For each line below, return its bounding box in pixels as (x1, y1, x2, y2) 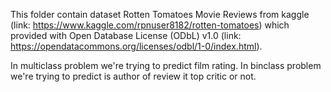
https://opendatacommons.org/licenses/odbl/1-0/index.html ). (10, 40, 263, 52)
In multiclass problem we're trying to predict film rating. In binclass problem (10, 60, 322, 71)
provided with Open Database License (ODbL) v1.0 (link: (10, 30, 242, 41)
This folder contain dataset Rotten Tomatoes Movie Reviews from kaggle (10, 9, 310, 20)
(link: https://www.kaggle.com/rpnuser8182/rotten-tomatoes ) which (10, 19, 290, 31)
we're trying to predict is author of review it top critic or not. (10, 70, 257, 82)
